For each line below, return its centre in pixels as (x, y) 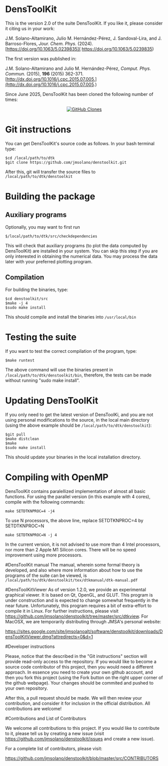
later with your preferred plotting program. (49, 261)
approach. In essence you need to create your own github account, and (79, 672)
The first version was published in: (41, 58)
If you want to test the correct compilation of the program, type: (71, 351)
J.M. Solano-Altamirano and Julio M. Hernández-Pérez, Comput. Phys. (78, 68)
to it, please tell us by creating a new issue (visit (55, 733)
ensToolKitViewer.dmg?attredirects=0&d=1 (49, 636)
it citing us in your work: (30, 28)
